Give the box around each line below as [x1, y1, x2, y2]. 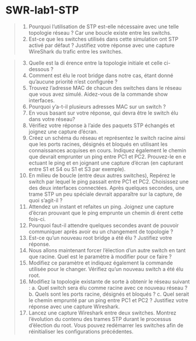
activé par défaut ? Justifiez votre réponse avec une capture [28, 42, 175, 49]
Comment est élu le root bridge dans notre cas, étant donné [28, 72, 174, 79]
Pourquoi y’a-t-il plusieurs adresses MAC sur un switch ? [28, 103, 166, 110]
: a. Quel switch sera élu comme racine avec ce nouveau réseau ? [28, 284, 188, 291]
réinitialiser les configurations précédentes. [28, 327, 134, 335]
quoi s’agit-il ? [28, 196, 63, 203]
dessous [28, 65, 50, 72]
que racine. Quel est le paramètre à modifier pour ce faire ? [28, 253, 172, 260]
